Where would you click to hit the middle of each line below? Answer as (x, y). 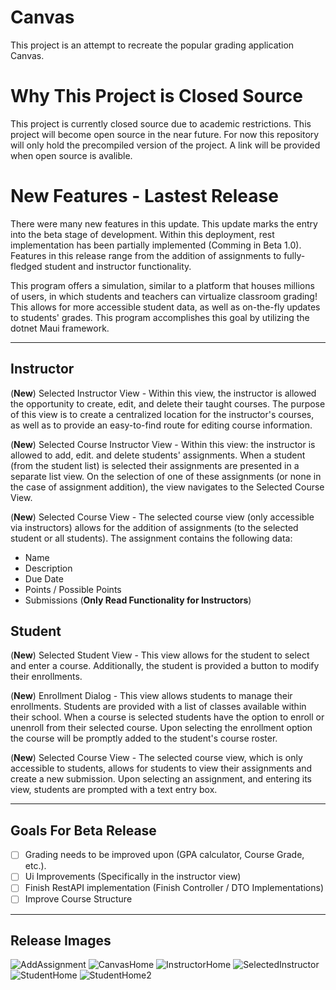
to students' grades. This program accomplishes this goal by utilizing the (160, 317)
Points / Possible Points (73, 589)
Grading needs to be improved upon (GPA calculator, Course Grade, (164, 855)
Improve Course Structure (78, 899)
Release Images (61, 940)
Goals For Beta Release (83, 830)
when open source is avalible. (71, 155)
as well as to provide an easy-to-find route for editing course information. (161, 425)
